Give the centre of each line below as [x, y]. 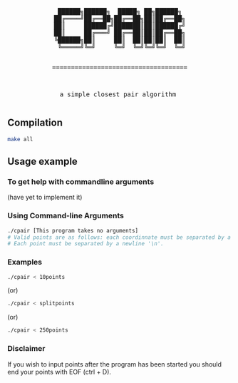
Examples [25, 262]
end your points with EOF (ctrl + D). [59, 372]
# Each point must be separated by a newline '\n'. [86, 244]
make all [20, 139]
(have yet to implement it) [45, 198]
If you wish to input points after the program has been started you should [115, 364]
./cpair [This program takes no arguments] [73, 230]
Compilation [35, 123]
